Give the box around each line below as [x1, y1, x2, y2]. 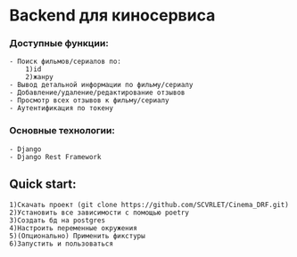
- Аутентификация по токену [9, 104, 114, 113]
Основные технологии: [9, 124, 116, 137]
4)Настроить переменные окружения [9, 223, 138, 232]
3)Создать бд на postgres [9, 215, 105, 225]
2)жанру [25, 73, 54, 82]
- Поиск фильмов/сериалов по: [9, 57, 122, 67]
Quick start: [9, 177, 78, 192]
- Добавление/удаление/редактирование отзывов [9, 88, 186, 98]
